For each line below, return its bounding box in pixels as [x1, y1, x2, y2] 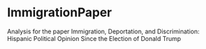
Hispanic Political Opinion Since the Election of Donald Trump [7, 34, 181, 42]
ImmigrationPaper [7, 5, 112, 20]
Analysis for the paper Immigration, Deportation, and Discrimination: [7, 27, 200, 35]
